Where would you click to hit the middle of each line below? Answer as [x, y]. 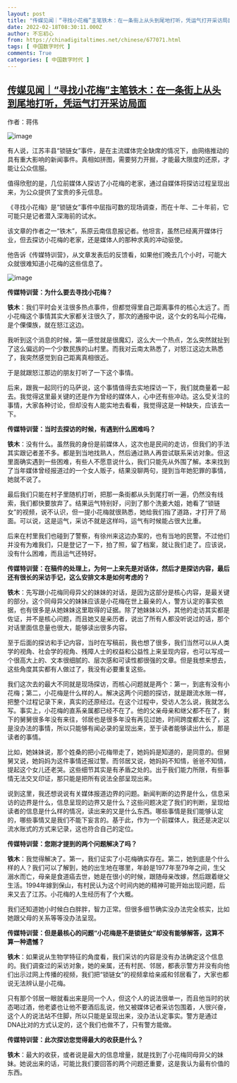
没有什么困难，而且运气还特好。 [54, 553]
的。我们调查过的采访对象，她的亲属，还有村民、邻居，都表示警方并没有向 [115, 965]
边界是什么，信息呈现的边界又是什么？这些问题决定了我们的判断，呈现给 [124, 802]
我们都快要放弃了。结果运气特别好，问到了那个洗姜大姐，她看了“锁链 [120, 503]
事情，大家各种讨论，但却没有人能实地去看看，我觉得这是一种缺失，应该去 [115, 405]
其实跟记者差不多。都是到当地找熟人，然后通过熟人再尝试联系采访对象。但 [115, 453]
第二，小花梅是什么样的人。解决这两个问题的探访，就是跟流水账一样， [128, 693]
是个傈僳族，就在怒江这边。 [48, 325]
